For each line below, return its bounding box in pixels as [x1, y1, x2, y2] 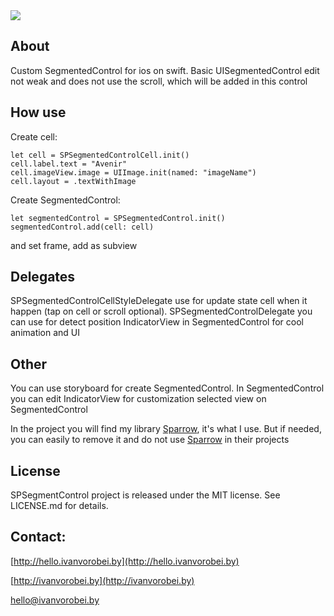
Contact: [10, 529, 67, 546]
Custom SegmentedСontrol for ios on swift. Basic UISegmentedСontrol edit [10, 64, 320, 76]
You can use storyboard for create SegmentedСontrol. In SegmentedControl [10, 382, 325, 394]
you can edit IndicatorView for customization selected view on [10, 393, 267, 405]
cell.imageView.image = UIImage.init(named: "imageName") [10, 167, 257, 178]
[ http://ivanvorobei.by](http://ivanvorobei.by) [10, 574, 195, 586]
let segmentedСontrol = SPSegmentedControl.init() [10, 213, 226, 223]
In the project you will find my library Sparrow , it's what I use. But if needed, [10, 423, 322, 435]
